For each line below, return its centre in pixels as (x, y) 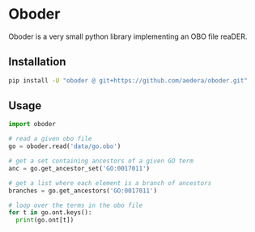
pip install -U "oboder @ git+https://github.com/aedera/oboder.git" (128, 80)
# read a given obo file (50, 139)
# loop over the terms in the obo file (76, 205)
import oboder (32, 124)
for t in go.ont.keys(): (50, 213)
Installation (37, 62)
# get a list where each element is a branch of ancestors (110, 183)
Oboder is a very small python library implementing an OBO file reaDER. (128, 36)
